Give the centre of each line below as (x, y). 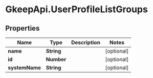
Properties (23, 28)
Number (56, 59)
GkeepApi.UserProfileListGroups (77, 9)
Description (86, 43)
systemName (25, 68)
